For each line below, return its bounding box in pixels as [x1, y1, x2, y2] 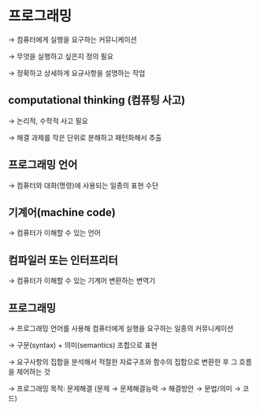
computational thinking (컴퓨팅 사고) [8, 94, 186, 107]
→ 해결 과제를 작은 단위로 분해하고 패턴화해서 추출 [8, 132, 162, 142]
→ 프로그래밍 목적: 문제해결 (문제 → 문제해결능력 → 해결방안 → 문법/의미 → [8, 384, 242, 393]
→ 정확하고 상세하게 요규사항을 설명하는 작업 [8, 68, 146, 77]
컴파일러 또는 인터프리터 [8, 253, 118, 266]
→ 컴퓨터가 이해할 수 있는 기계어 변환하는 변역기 [8, 276, 156, 285]
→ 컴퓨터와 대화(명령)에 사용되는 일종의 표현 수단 [8, 181, 159, 190]
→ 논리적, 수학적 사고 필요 [8, 116, 88, 125]
